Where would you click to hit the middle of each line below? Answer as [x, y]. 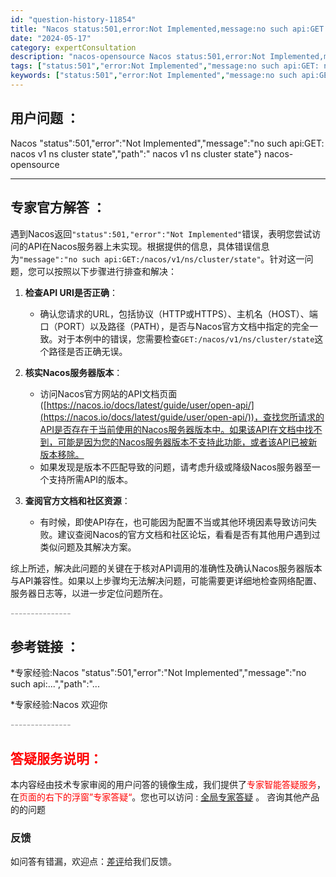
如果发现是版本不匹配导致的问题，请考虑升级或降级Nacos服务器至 [175, 467]
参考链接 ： [45, 646]
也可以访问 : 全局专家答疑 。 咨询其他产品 [234, 797]
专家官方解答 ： [58, 207]
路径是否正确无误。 [88, 351]
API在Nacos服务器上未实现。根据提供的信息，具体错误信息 [148, 246]
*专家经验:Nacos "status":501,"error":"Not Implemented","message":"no [158, 673]
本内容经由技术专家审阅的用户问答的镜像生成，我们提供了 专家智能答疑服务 [163, 785]
